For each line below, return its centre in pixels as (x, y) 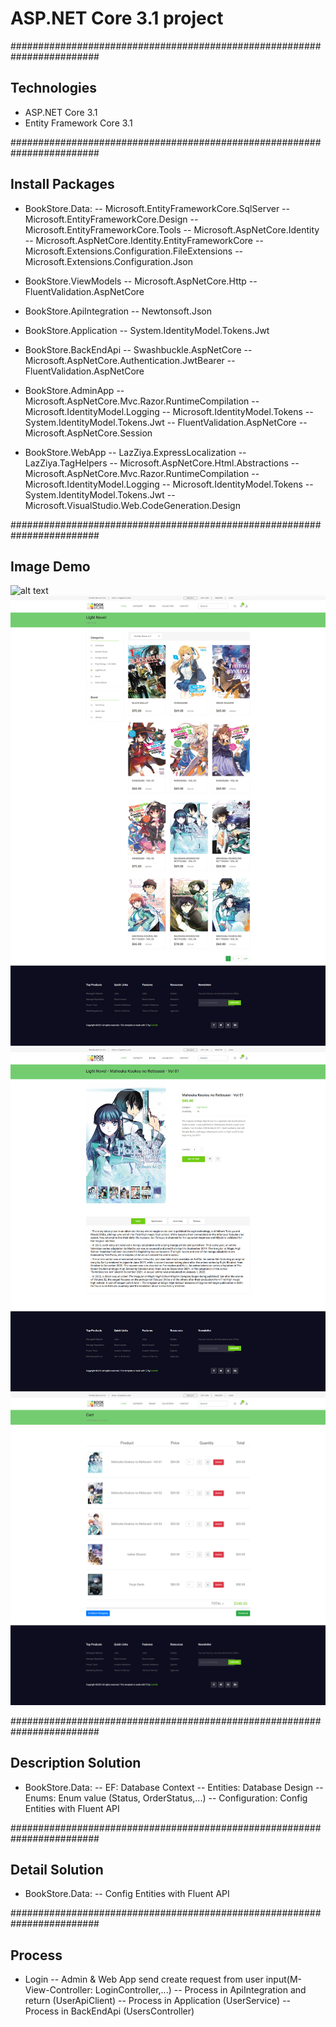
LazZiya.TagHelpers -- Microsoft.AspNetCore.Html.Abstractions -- (162, 463)
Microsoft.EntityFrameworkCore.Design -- (111, 219)
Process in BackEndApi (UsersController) (109, 2011)
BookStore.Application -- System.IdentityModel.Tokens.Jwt (147, 330)
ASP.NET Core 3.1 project (117, 18)
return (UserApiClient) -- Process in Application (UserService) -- (158, 2001)
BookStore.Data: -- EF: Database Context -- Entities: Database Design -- (174, 1787)
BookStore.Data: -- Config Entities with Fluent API (127, 1894)
